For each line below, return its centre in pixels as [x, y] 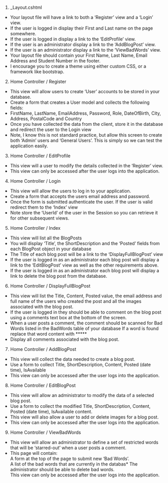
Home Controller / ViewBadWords [46, 432]
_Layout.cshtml [26, 7]
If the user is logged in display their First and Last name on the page [81, 28]
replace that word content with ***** [49, 334]
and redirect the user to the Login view [51, 129]
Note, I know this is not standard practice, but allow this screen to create [86, 135]
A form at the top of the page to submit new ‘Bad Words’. [70, 458]
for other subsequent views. [40, 218]
